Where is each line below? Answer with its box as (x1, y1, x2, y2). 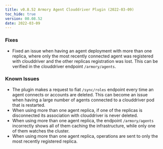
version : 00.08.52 (5, 16, 42, 21)
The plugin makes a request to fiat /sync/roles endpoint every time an (12, 86, 154, 93)
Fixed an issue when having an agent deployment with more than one (12, 48, 152, 54)
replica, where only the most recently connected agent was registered (12, 53, 154, 59)
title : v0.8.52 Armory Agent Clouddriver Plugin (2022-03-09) (5, 7, 134, 12)
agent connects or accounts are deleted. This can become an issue (12, 92, 148, 97)
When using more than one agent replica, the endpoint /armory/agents (12, 117, 154, 123)
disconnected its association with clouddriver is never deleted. (12, 112, 138, 118)
